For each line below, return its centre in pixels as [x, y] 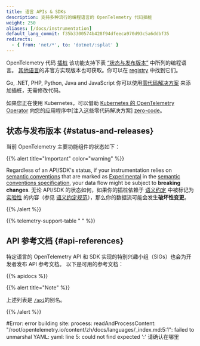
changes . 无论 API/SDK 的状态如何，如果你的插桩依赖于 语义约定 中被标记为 [100, 190]
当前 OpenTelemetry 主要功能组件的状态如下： [63, 146]
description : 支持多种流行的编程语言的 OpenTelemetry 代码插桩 [79, 17]
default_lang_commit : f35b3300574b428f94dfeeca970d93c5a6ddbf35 [88, 34]
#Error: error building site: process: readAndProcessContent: [81, 323]
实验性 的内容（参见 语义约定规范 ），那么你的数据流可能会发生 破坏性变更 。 [98, 197]
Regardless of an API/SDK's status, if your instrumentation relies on [89, 170]
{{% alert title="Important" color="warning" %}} [65, 158]
